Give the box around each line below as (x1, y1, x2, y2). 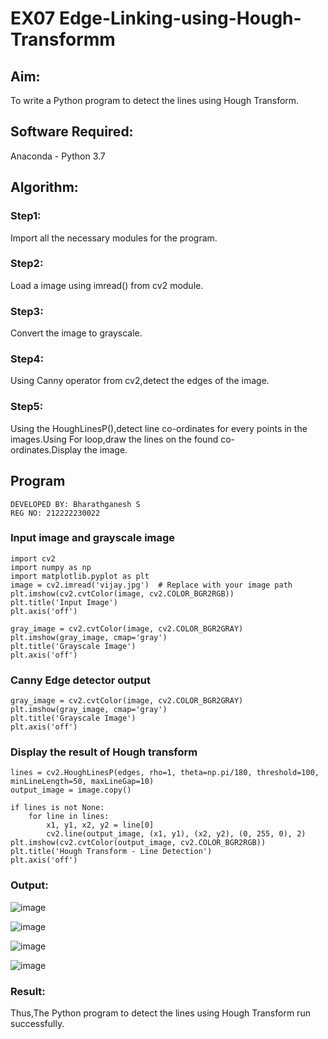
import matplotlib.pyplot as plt (10, 571, 150, 581)
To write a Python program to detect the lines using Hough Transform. (10, 95, 300, 106)
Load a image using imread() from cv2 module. (10, 279, 204, 291)
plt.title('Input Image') (10, 597, 118, 607)
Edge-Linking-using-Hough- (58, 7, 302, 30)
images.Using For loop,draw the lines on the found (10, 433, 219, 445)
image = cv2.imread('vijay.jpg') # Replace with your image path (10, 580, 293, 590)
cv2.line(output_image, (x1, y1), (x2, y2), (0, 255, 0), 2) (46, 829, 307, 839)
